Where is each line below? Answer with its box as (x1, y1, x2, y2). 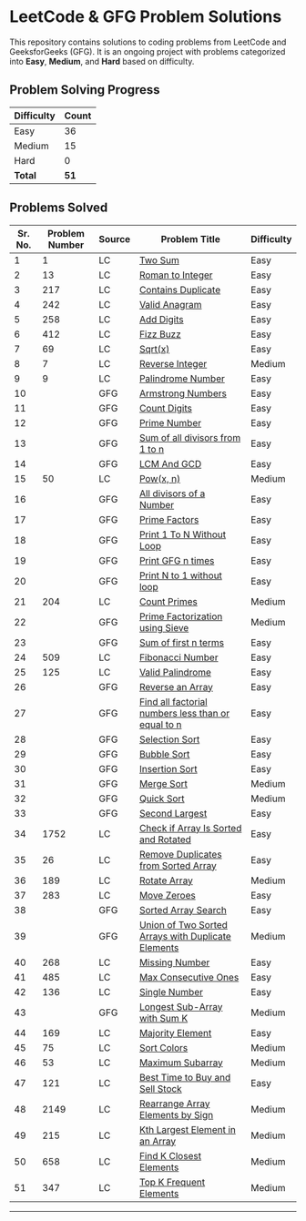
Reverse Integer (139, 357, 208, 370)
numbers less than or (139, 707, 230, 719)
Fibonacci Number (139, 651, 219, 664)
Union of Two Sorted (139, 918, 228, 931)
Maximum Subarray (139, 1056, 223, 1069)
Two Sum (139, 253, 179, 266)
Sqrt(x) (139, 342, 170, 355)
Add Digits (139, 312, 184, 325)
